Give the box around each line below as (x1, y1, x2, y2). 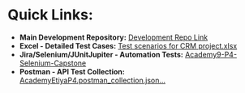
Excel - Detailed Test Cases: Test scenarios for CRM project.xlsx (19, 40, 238, 50)
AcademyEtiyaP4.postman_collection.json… (19, 75, 166, 85)
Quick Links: (7, 6, 94, 24)
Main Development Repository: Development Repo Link (19, 32, 208, 42)
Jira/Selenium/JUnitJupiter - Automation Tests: (19, 49, 184, 59)
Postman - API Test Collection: (19, 66, 125, 76)
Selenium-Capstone (19, 58, 87, 68)
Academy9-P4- (184, 49, 237, 59)
